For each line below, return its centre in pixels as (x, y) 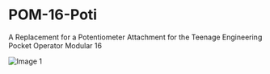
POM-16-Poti (53, 15)
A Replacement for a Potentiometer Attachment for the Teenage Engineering (135, 37)
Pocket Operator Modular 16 (55, 45)
